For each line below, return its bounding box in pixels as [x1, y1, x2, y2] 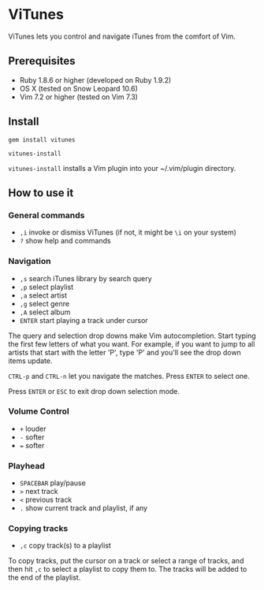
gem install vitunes [8, 135, 76, 143]
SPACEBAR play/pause [19, 478, 87, 488]
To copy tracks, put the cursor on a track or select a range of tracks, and [8, 556, 244, 566]
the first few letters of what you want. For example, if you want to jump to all [8, 339, 255, 348]
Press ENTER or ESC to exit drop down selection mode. [8, 386, 180, 395]
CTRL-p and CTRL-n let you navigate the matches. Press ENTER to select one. [8, 371, 251, 380]
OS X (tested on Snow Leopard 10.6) [19, 83, 138, 93]
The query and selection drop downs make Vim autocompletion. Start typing [8, 331, 256, 340]
